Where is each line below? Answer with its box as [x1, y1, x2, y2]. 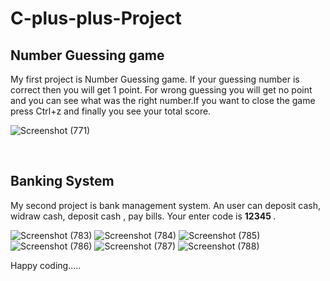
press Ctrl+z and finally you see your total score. [10, 105, 212, 117]
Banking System [10, 173, 115, 190]
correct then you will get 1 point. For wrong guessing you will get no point [10, 84, 313, 96]
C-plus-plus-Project [10, 7, 182, 30]
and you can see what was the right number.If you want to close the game [10, 95, 316, 106]
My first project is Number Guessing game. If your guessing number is [10, 73, 300, 85]
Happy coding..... [10, 259, 82, 271]
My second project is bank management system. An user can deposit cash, [10, 199, 322, 211]
